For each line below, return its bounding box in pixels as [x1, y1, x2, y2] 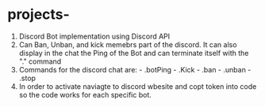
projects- [7, 6, 71, 24]
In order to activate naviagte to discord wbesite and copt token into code [18, 81, 257, 91]
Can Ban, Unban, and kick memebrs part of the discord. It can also [18, 39, 237, 49]
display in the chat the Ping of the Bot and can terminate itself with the [18, 48, 249, 57]
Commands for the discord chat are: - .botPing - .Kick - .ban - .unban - [18, 65, 252, 74]
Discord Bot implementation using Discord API [18, 31, 171, 41]
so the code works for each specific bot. [18, 90, 152, 99]
